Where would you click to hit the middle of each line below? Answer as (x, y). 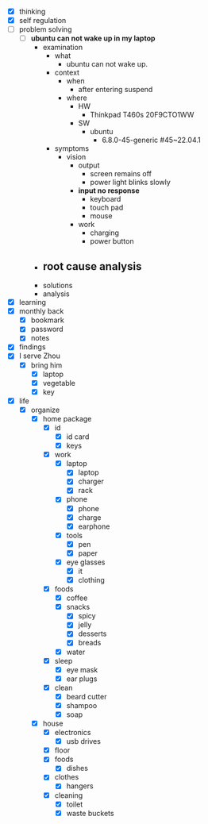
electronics (73, 733)
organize (45, 410)
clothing (91, 580)
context (67, 73)
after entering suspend (116, 90)
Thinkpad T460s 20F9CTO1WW (142, 115)
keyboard (106, 199)
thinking (32, 12)
